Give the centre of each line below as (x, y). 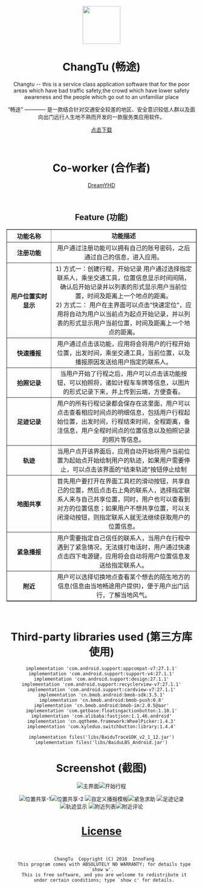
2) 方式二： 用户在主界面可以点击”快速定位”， (121, 305)
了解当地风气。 (130, 595)
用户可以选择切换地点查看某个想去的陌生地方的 (124, 577)
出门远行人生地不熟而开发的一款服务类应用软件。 (104, 116)
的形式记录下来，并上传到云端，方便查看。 (124, 392)
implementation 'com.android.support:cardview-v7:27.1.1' (101, 690)
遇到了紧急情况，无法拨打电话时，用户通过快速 (124, 547)
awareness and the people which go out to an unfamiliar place (101, 97)
